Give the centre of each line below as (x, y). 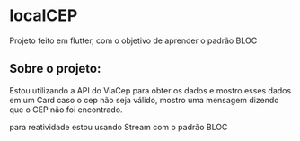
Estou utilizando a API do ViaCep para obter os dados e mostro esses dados (150, 90)
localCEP (44, 16)
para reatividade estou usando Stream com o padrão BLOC (119, 127)
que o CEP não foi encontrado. (66, 110)
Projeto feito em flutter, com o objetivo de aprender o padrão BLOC (133, 40)
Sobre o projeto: (55, 69)
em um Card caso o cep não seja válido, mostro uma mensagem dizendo (144, 100)
